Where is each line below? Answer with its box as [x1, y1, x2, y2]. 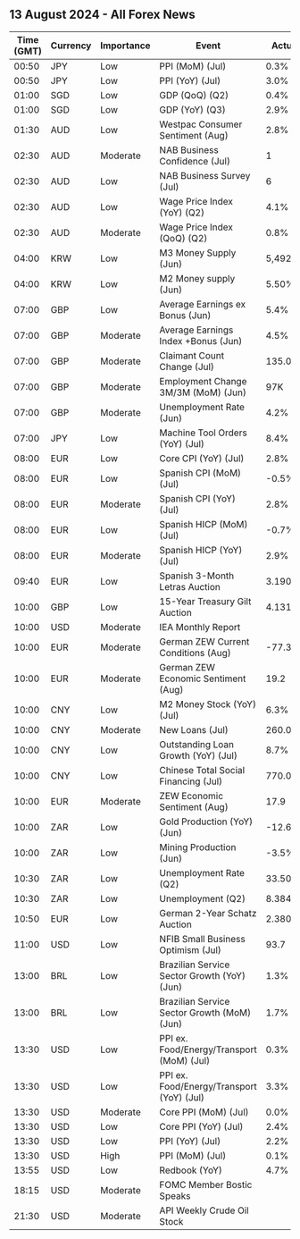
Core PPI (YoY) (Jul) [159, 1120, 244, 1133]
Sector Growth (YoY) [159, 969, 246, 982]
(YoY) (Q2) [159, 206, 205, 218]
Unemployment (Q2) [159, 892, 246, 905]
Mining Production [159, 840, 237, 853]
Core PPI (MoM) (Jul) [159, 1106, 249, 1118]
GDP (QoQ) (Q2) [159, 88, 229, 101]
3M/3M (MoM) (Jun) [159, 386, 247, 399]
